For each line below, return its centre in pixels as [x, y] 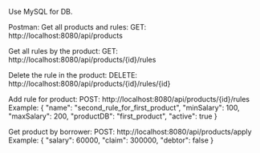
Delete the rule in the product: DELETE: [73, 75]
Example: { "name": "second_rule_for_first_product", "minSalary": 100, [124, 108]
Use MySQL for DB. [41, 12]
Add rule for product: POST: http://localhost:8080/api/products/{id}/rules [129, 99]
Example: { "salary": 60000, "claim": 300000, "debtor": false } [111, 140]
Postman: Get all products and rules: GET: [77, 27]
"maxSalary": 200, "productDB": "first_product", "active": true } [113, 116]
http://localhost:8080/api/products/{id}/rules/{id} [89, 84]
